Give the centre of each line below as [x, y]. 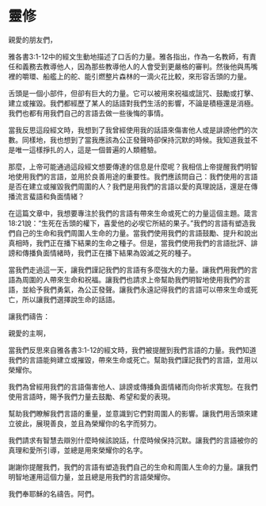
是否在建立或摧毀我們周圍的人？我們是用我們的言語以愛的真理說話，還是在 [129, 186]
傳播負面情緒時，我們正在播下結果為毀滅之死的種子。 [108, 253]
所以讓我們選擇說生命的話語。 [70, 299]
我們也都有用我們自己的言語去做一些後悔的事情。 [88, 113]
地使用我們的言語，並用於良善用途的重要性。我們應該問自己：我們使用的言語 [133, 176]
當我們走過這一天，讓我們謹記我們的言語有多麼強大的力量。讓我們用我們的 [129, 270]
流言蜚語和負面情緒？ [49, 196]
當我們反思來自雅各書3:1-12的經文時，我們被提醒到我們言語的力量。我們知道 [133, 350]
